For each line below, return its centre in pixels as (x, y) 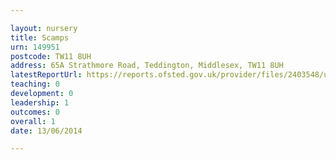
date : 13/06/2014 (46, 131)
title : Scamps (40, 37)
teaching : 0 (35, 84)
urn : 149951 (35, 47)
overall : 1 (33, 121)
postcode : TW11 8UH (51, 56)
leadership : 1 (40, 102)
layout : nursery (44, 28)
